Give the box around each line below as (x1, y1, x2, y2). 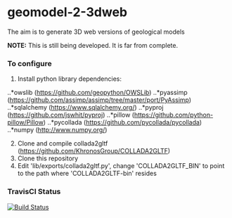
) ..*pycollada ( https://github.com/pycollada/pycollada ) (43, 118, 202, 127)
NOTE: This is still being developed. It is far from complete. (7, 41, 178, 49)
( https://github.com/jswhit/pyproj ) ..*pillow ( (7, 110, 135, 120)
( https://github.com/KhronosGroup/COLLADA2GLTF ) (17, 147, 171, 155)
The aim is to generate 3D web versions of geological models (7, 27, 185, 36)
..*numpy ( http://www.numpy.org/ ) (7, 126, 108, 134)
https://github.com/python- (134, 110, 213, 120)
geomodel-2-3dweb (7, 4, 128, 20)
